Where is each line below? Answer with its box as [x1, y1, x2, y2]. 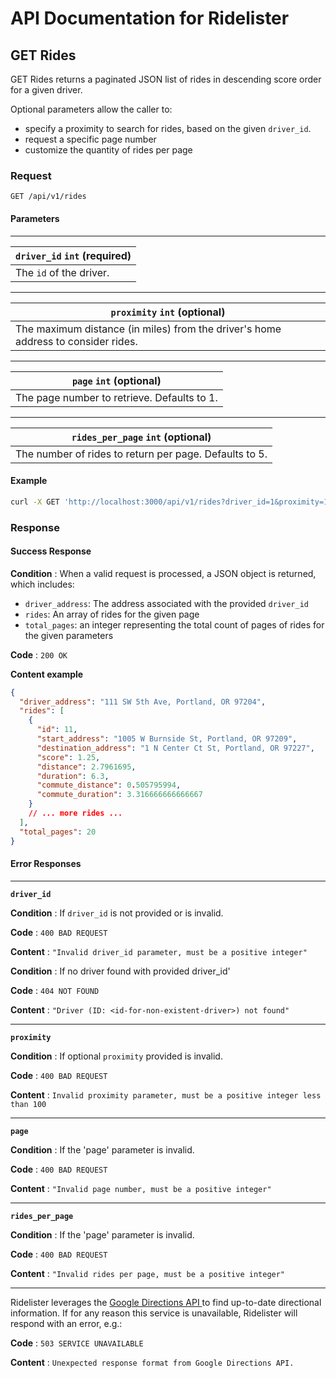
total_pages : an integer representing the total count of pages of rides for [24, 618, 325, 631]
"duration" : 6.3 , [36, 771, 110, 781]
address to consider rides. [15, 334, 138, 348]
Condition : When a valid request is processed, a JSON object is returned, [10, 567, 317, 579]
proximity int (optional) [110, 305, 226, 319]
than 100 [10, 1099, 47, 1109]
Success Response [10, 545, 92, 557]
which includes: [10, 578, 75, 590]
